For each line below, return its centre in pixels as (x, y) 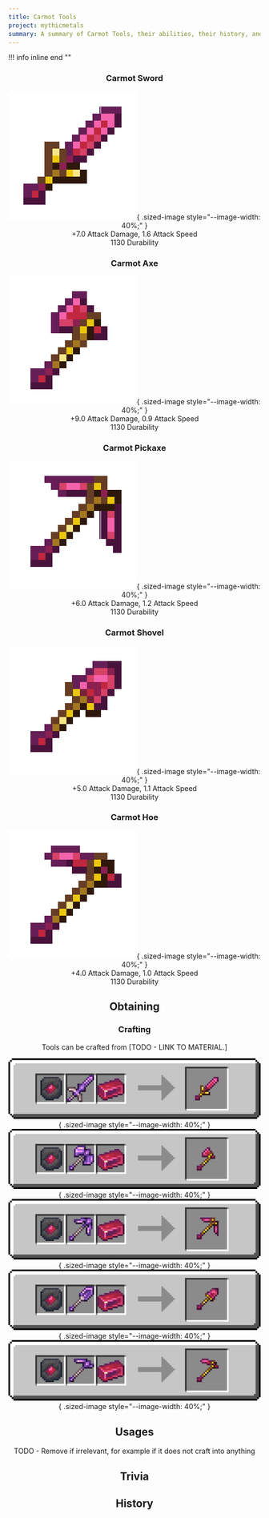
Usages (134, 1432)
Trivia (134, 1476)
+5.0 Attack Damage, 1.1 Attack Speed (134, 788)
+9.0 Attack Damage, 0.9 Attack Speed (134, 418)
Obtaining (134, 1007)
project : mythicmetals (46, 25)
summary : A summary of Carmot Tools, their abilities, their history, (128, 34)
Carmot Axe (134, 263)
